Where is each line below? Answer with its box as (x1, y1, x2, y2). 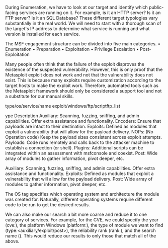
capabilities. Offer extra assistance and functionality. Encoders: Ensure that (5, 118, 161, 124)
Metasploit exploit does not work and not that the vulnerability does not (5, 72, 153, 77)
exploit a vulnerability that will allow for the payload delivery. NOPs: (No (5, 129, 153, 135)
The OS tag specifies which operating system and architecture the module (5, 191, 159, 197)
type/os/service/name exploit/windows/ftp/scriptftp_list (5, 103, 121, 109)
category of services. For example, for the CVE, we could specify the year (5, 217, 159, 223)
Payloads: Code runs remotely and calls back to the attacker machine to (5, 139, 154, 145)
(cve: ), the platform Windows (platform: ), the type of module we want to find (5, 222, 163, 228)
